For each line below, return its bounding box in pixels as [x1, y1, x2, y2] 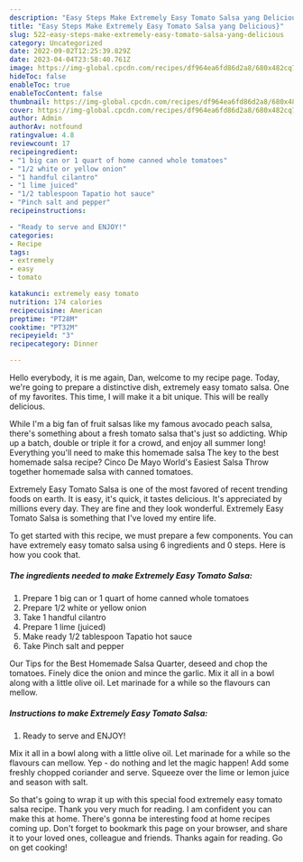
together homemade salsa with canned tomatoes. [9, 467, 194, 477]
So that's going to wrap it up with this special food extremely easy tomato [9, 793, 283, 804]
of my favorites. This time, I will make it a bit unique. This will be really [9, 392, 269, 402]
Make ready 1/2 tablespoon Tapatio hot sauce [22, 631, 192, 642]
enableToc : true [9, 80, 70, 89]
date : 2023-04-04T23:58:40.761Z [9, 55, 131, 64]
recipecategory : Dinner [9, 339, 99, 348]
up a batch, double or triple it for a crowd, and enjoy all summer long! [9, 438, 266, 448]
